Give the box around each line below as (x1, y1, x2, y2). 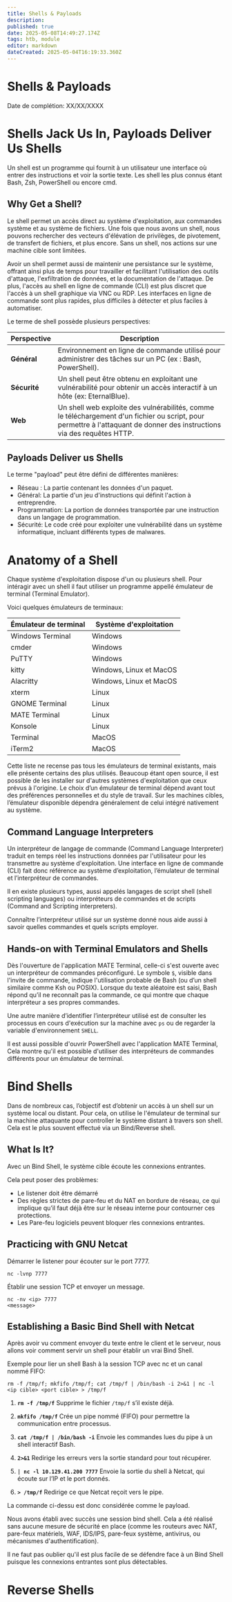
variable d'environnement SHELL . (7, 1026, 99, 1035)
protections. (17, 1211, 52, 1220)
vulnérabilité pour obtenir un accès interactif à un (57, 382, 217, 392)
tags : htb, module (7, 36, 60, 43)
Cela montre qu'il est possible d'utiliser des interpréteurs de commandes (7, 1047, 214, 1055)
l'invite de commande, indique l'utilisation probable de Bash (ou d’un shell (7, 976, 217, 984)
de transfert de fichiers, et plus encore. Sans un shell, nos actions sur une (7, 238, 217, 247)
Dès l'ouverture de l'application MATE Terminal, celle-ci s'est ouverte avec (7, 961, 220, 969)
